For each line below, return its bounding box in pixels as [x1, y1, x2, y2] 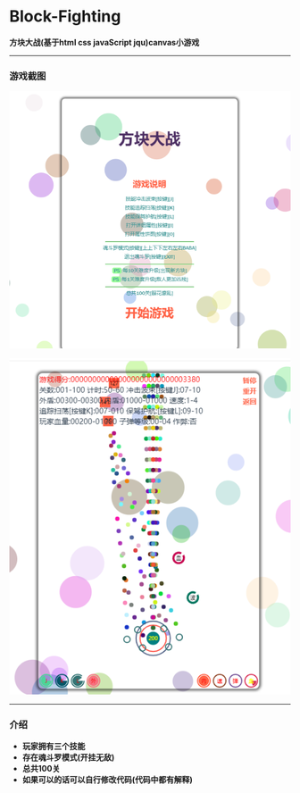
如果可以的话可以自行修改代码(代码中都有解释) [21, 774, 194, 785]
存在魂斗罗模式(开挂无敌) [21, 752, 115, 763]
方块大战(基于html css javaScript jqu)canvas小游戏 [9, 37, 200, 47]
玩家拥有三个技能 [21, 740, 86, 751]
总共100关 [21, 763, 61, 773]
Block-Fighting [9, 6, 121, 27]
